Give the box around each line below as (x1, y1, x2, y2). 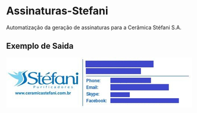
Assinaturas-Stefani (6, 4, 108, 18)
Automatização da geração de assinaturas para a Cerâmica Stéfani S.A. (6, 24, 182, 31)
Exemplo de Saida (6, 41, 74, 51)
